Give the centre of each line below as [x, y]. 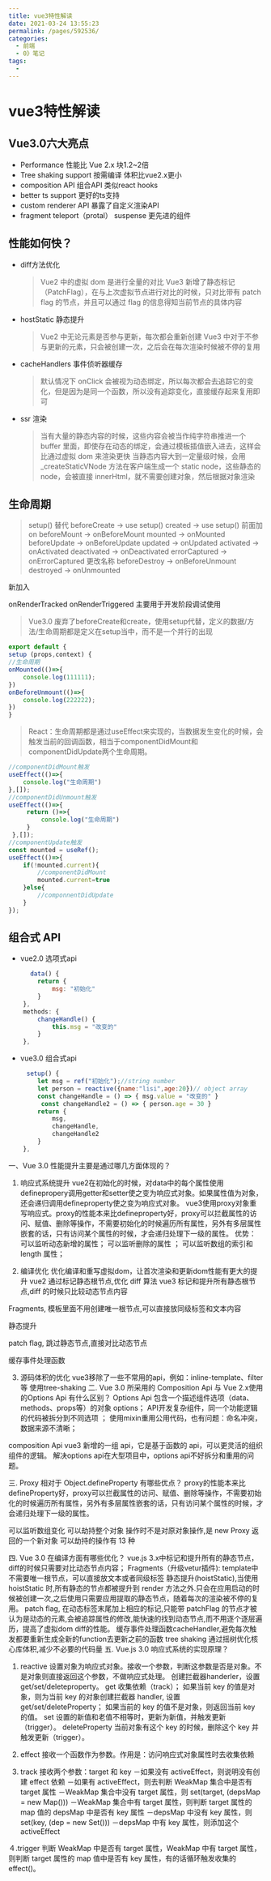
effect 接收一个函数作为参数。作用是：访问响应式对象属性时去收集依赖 [137, 1754]
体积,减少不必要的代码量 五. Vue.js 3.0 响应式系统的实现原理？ [125, 1649]
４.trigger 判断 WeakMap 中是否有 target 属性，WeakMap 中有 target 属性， [135, 1848]
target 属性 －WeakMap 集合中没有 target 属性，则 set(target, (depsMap [140, 1792]
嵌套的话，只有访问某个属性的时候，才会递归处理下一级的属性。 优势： [138, 1233]
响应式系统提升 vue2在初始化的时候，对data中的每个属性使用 [122, 1183]
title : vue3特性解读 [40, 16]
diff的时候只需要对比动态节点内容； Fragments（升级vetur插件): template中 [133, 1568]
